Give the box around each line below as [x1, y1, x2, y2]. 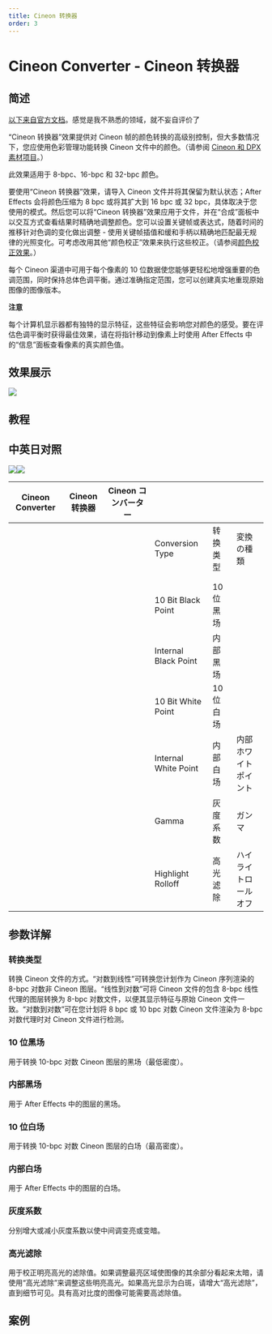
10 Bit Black [154, 594, 201, 605]
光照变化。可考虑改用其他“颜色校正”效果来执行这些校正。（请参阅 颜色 [22, 237, 253, 247]
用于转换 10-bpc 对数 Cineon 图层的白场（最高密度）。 [8, 1141, 188, 1151]
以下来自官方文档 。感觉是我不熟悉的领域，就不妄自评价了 [8, 114, 200, 124]
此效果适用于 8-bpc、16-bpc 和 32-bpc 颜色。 [8, 169, 164, 179]
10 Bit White [154, 695, 202, 707]
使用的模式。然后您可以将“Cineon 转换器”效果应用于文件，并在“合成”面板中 [8, 207, 260, 216]
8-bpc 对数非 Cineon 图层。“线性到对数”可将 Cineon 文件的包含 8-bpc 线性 [8, 984, 259, 994]
